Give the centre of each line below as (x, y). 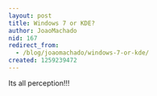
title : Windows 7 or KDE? (52, 23)
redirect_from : (34, 46)
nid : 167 (23, 38)
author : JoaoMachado (43, 30)
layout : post (30, 16)
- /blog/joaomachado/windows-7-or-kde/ (83, 53)
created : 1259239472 (43, 61)
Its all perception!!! (39, 83)
